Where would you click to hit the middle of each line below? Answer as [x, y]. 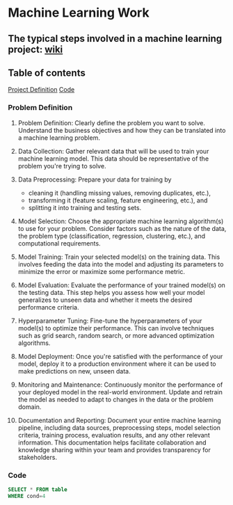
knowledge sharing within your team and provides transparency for [114, 449]
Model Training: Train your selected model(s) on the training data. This [119, 257]
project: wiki [35, 49]
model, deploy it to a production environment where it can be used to [117, 364]
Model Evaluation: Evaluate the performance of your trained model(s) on [121, 285]
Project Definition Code [41, 90]
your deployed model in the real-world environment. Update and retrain [120, 392]
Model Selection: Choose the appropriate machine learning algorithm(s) [121, 221]
